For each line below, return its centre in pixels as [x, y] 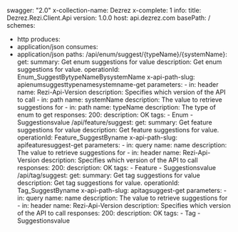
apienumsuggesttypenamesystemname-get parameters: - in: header [118, 84]
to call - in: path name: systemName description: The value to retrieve [119, 100]
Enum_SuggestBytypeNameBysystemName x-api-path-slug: [106, 77]
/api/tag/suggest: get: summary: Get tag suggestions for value [108, 175]
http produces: [39, 39]
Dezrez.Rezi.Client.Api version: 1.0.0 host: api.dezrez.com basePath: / [109, 18]
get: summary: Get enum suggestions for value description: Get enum [119, 62]
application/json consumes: [57, 47]
